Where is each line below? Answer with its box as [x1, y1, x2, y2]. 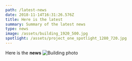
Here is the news [5, 49, 41, 56]
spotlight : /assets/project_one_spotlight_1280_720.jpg [5, 36, 127, 41]
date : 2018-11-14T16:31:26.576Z [5, 12, 74, 17]
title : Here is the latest [5, 17, 63, 22]
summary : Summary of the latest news [5, 21, 86, 27]
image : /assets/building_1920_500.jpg [5, 31, 88, 36]
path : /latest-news [5, 7, 47, 13]
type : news [5, 26, 29, 32]
